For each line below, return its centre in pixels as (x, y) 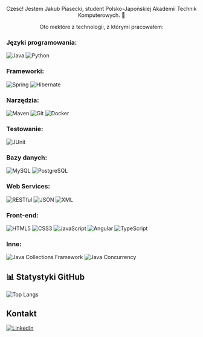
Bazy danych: (27, 158)
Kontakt (22, 313)
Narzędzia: (23, 100)
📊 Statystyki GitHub (46, 277)
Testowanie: (25, 129)
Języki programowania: (42, 42)
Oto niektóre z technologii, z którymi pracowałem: (101, 27)
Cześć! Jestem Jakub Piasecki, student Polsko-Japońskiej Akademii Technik (101, 9)
